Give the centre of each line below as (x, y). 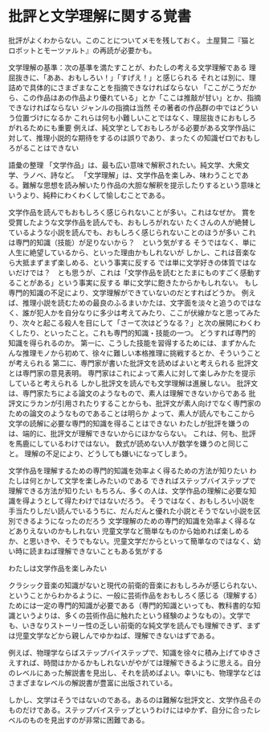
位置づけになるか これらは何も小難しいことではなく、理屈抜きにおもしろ (136, 117)
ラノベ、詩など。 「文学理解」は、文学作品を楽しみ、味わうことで (132, 175)
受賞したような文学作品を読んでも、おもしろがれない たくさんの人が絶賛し (132, 222)
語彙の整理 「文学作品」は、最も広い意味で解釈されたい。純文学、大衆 (125, 165)
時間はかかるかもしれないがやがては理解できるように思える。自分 (152, 662)
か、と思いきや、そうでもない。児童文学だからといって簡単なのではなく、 (131, 541)
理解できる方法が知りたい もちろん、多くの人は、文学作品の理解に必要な (129, 491)
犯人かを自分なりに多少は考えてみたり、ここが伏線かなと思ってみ (145, 313)
